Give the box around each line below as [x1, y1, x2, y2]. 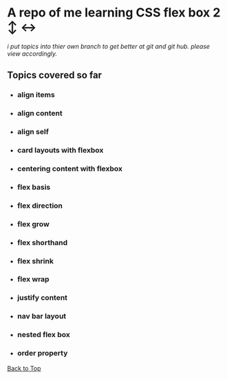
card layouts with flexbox [17, 146, 104, 155]
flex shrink [17, 256, 54, 266]
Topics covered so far [7, 69, 102, 81]
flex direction [17, 201, 63, 210]
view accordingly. [7, 50, 58, 58]
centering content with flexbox [17, 164, 122, 173]
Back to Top [7, 364, 41, 372]
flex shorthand [17, 237, 68, 247]
